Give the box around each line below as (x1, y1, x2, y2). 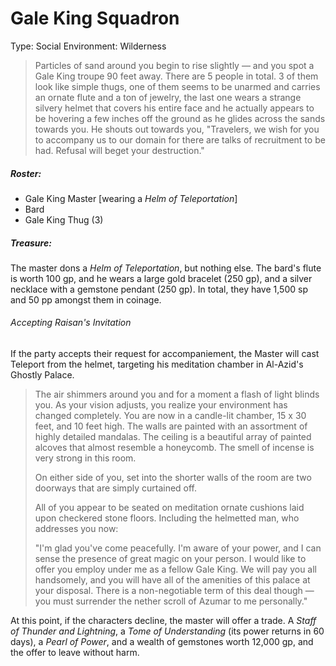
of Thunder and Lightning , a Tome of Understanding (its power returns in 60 (10, 625, 325, 637)
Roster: (10, 167, 42, 179)
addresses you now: (34, 523, 119, 535)
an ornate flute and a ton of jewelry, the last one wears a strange (34, 91, 302, 103)
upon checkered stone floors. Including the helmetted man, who (34, 512, 300, 524)
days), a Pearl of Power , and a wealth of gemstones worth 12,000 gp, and (10, 636, 314, 648)
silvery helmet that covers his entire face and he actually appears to (34, 102, 315, 114)
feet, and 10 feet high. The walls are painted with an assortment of (34, 420, 308, 432)
